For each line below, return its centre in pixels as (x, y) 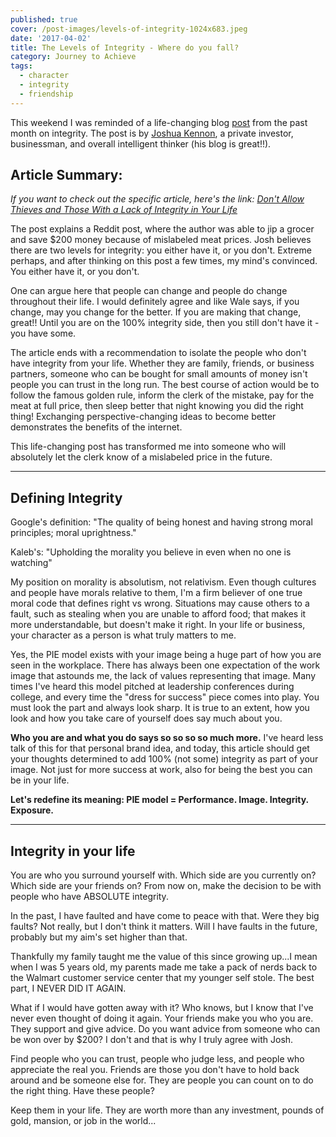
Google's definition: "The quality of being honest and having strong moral (161, 522)
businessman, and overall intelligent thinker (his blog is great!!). (141, 143)
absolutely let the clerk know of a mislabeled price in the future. (141, 457)
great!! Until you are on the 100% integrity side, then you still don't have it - (165, 323)
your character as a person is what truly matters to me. (123, 635)
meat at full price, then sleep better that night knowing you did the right (157, 406)
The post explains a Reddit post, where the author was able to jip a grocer (162, 229)
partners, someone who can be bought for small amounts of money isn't (159, 374)
